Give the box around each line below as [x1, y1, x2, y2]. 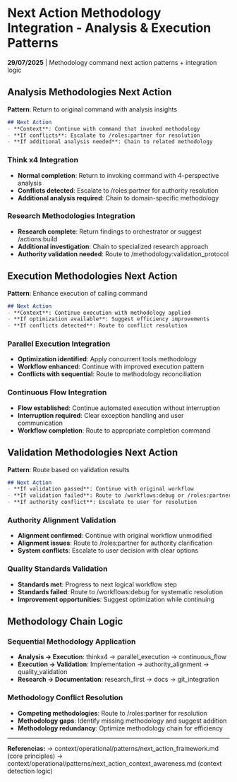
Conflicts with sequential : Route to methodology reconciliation [17, 370, 202, 378]
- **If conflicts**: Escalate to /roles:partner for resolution [7, 132, 200, 139]
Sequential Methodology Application [7, 637, 136, 646]
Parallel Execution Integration [7, 339, 111, 349]
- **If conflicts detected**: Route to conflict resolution [7, 323, 188, 330]
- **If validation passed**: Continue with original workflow [7, 486, 194, 493]
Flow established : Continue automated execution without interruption [17, 404, 221, 412]
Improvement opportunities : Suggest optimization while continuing [17, 595, 215, 603]
